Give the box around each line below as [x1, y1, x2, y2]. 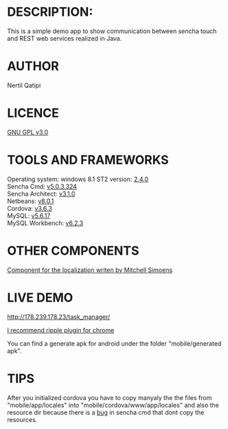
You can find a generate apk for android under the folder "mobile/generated [7, 339, 222, 348]
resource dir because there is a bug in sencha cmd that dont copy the [7, 408, 205, 417]
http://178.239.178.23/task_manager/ [7, 313, 111, 321]
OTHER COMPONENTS [7, 242, 139, 258]
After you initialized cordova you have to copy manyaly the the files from [7, 393, 212, 401]
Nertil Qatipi [7, 81, 41, 90]
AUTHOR [7, 59, 60, 74]
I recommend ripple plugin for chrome [7, 326, 115, 334]
